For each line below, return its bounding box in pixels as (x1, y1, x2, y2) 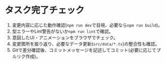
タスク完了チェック (5, 4, 85, 16)
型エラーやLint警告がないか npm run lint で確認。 (12, 28, 114, 34)
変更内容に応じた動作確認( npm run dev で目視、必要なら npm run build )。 (12, 22, 162, 28)
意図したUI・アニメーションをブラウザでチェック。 (12, 34, 118, 40)
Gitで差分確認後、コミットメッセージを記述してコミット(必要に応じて (12, 47, 157, 53)
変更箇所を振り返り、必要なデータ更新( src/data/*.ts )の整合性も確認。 (12, 40, 160, 46)
